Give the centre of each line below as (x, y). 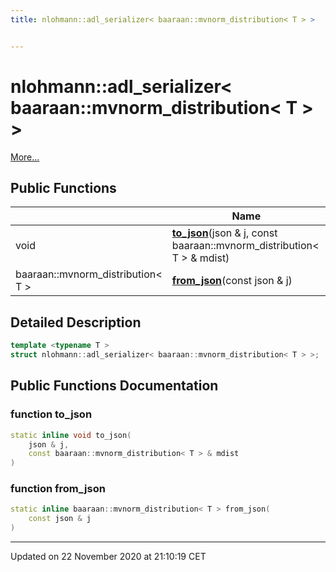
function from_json (58, 489)
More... (25, 157)
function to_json (51, 414)
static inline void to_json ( (71, 435)
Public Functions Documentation (114, 386)
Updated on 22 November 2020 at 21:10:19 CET (108, 557)
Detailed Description (76, 322)
